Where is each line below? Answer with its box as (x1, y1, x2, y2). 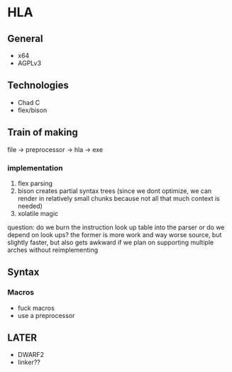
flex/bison (17, 106, 48, 114)
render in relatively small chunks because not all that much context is (17, 194, 220, 202)
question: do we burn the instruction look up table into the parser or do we (7, 223, 225, 231)
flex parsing (17, 179, 53, 187)
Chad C (17, 98, 40, 106)
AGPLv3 (17, 59, 41, 67)
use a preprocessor (17, 311, 75, 319)
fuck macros (17, 303, 55, 312)
